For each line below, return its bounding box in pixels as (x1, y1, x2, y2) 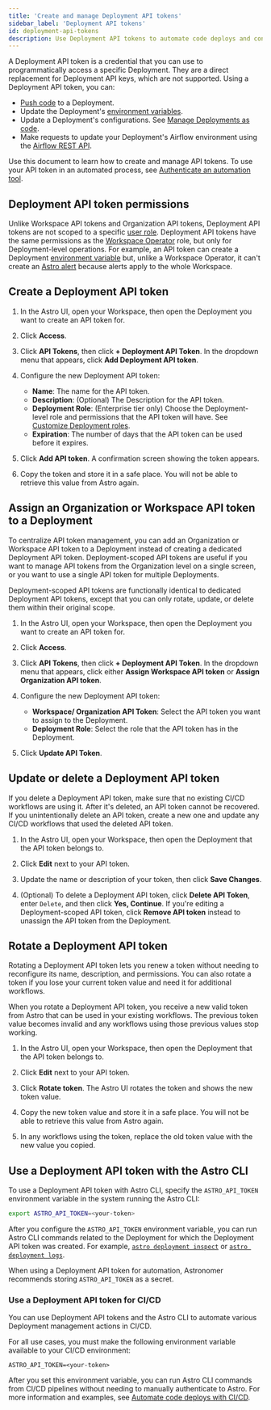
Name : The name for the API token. (31, 386, 150, 396)
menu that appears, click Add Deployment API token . (19, 355, 199, 365)
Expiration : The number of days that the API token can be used (31, 429, 244, 439)
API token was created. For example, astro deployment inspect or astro (8, 1242, 248, 1251)
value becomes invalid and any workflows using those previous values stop (8, 1020, 260, 1029)
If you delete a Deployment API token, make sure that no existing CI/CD (8, 793, 245, 803)
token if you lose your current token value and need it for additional (8, 977, 232, 987)
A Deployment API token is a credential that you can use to (8, 57, 204, 66)
